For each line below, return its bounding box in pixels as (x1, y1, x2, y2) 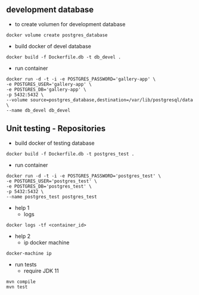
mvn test (6, 284, 28, 290)
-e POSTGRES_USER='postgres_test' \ (6, 178, 97, 184)
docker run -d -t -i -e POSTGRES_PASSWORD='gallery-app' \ (6, 76, 156, 82)
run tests (14, 260, 37, 268)
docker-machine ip (6, 250, 52, 256)
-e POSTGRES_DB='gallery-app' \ (6, 86, 86, 92)
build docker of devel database (14, 42, 91, 49)
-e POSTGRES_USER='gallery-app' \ (6, 81, 92, 87)
